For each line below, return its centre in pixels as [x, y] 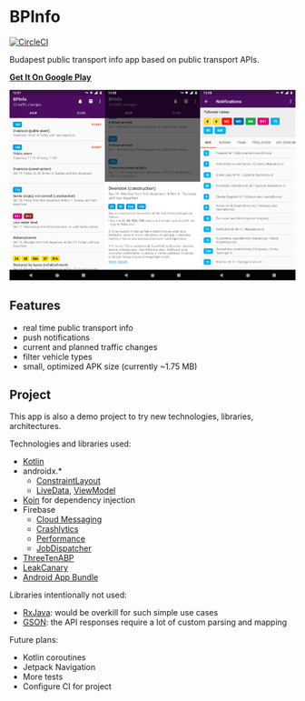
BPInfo [35, 17]
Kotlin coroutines [54, 657]
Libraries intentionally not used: [68, 595]
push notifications [56, 337]
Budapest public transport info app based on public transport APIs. [135, 59]
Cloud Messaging [69, 519]
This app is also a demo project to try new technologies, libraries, [132, 416]
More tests [43, 677]
